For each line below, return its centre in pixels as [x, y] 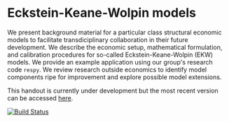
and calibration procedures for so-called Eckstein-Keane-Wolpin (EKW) [110, 55]
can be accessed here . [40, 98]
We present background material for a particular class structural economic [114, 32]
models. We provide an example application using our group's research [110, 62]
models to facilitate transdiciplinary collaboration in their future [98, 39]
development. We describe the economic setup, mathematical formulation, [115, 47]
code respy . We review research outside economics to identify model [107, 69]
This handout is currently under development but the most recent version [113, 90]
